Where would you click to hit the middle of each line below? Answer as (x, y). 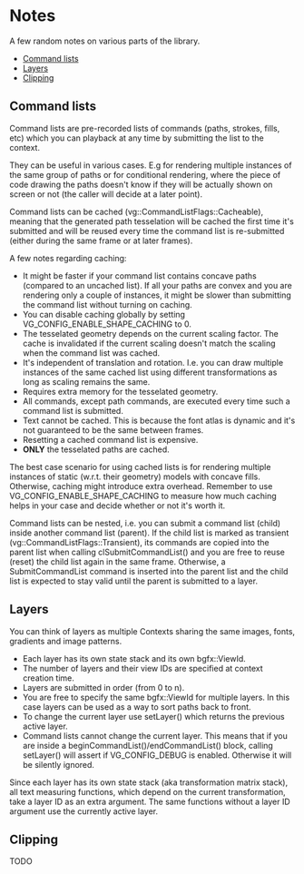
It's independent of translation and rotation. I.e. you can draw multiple (153, 362)
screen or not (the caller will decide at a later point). (106, 194)
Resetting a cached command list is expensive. (110, 439)
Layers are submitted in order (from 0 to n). (103, 687)
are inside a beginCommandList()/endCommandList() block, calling (148, 745)
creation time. (48, 678)
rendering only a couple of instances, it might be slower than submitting (157, 295)
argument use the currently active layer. (84, 811)
